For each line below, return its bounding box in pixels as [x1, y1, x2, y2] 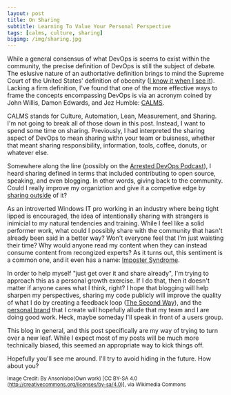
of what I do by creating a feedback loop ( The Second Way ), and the [7, 298, 202, 307]
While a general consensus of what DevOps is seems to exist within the [7, 54, 210, 63]
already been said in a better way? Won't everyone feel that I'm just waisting [7, 234, 224, 242]
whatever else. [7, 149, 50, 157]
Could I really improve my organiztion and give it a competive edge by [7, 184, 205, 192]
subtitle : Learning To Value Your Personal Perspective [7, 23, 171, 30]
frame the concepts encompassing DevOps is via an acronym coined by [7, 91, 212, 100]
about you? [7, 362, 39, 370]
